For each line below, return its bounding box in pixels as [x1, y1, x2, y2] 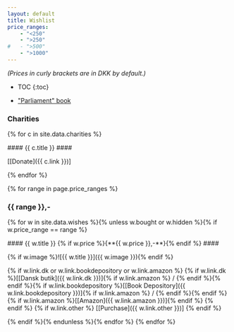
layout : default [7, 10, 55, 18]
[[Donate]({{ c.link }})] [7, 157, 72, 166]
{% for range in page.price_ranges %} [7, 185, 118, 193]
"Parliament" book [17, 96, 72, 104]
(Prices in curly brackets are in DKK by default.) [7, 68, 147, 78]
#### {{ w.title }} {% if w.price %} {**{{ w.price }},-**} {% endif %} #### [7, 239, 220, 247]
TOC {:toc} [17, 82, 49, 91]
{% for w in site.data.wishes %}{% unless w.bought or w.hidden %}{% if [7, 218, 217, 226]
